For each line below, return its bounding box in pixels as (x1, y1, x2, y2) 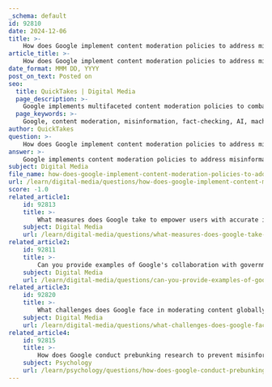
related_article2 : (8, 239, 70, 247)
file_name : (8, 170, 45, 178)
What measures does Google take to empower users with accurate (37, 216, 259, 224)
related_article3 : (8, 283, 70, 292)
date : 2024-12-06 (8, 27, 67, 35)
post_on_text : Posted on (8, 72, 92, 80)
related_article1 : (8, 192, 70, 201)
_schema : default (8, 11, 67, 20)
